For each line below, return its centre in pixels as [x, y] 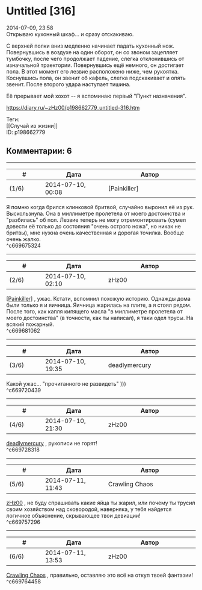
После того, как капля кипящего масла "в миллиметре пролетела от [95, 311]
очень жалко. [23, 239]
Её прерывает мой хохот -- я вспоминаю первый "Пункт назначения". [96, 96]
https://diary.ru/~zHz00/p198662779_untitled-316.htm [73, 107]
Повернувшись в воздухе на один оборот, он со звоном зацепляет [92, 52]
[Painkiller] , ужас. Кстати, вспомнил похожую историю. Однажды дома [99, 298]
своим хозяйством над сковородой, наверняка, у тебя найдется [89, 509]
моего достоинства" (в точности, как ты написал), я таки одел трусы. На [100, 318]
